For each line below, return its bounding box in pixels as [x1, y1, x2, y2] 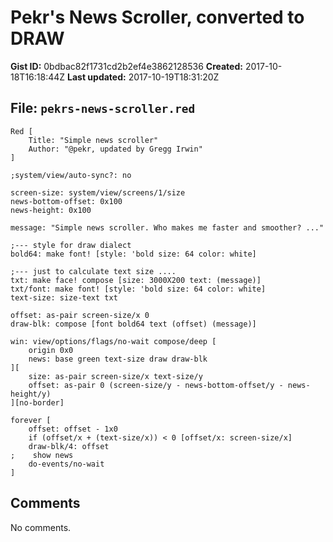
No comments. [10, 521, 72, 533]
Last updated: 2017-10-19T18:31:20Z [67, 71, 220, 83]
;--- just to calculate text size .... [10, 266, 177, 276]
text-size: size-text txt [10, 292, 118, 303]
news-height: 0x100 [10, 205, 92, 215]
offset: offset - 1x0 [28, 424, 118, 434]
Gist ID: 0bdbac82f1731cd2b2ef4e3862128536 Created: [10, 60, 243, 72]
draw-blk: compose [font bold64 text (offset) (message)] [10, 319, 257, 329]
